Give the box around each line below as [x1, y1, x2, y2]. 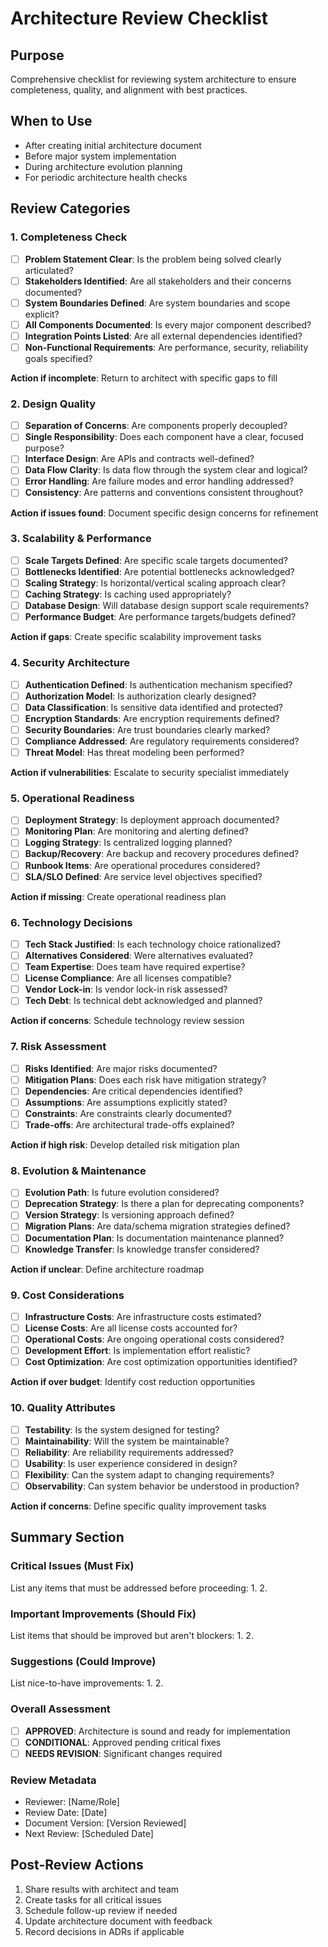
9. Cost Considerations [10, 1288, 125, 1302]
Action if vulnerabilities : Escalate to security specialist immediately [10, 766, 290, 778]
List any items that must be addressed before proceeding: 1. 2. [10, 1582, 268, 1594]
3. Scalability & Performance [10, 532, 152, 546]
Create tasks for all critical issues [24, 1893, 162, 1906]
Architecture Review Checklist [10, 7, 268, 30]
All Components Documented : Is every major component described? [24, 318, 312, 331]
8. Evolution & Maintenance [10, 1163, 147, 1177]
